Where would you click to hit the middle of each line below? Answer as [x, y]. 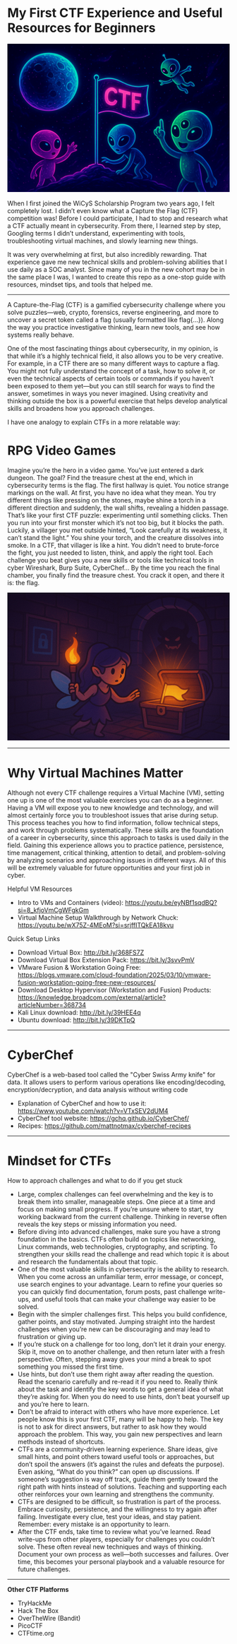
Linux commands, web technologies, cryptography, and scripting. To [117, 1247]
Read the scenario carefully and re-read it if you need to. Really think [117, 1382]
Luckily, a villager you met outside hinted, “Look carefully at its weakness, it [117, 530]
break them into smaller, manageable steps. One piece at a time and [116, 1202]
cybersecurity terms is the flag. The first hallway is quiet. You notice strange [118, 485]
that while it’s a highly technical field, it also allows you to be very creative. [115, 356]
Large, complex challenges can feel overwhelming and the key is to [115, 1194]
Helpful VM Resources [40, 889]
